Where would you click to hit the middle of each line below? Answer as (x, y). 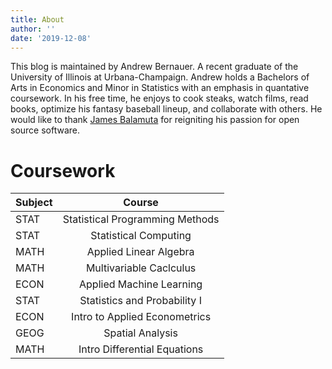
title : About (37, 19)
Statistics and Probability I (140, 301)
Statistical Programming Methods (141, 219)
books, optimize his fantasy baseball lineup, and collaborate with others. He (166, 109)
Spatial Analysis (140, 333)
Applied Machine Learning (141, 284)
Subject (34, 203)
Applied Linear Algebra (140, 252)
